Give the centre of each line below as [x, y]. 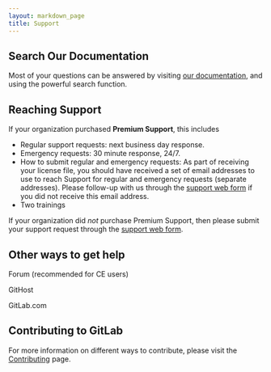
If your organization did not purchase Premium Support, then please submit [134, 221]
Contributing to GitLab [66, 331]
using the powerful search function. [68, 84]
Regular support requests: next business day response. [112, 145]
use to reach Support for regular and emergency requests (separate [133, 180]
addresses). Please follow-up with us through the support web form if [136, 188]
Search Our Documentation [79, 56]
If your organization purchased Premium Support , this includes [114, 129]
